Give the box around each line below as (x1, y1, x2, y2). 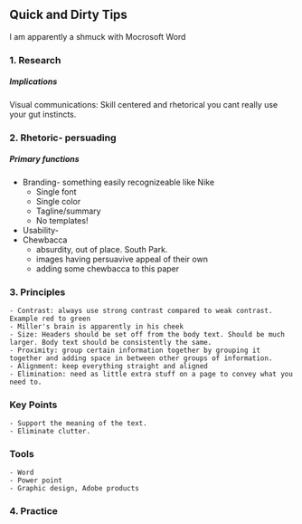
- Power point (9, 476, 63, 485)
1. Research (9, 53, 61, 66)
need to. (9, 377, 42, 386)
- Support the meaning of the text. (9, 419, 147, 428)
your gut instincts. (9, 109, 77, 119)
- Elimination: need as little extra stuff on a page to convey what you (9, 369, 294, 378)
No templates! (35, 214, 89, 225)
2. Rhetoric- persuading (9, 131, 117, 144)
